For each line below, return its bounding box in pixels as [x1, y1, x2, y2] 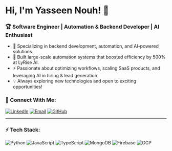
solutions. [12, 49, 34, 55]
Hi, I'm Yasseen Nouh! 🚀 [5, 5, 109, 16]
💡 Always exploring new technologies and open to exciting [12, 78, 137, 84]
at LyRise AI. [12, 59, 39, 66]
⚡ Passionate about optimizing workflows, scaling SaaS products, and [12, 65, 160, 71]
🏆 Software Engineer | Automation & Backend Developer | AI [5, 23, 160, 30]
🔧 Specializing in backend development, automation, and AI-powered [12, 43, 159, 49]
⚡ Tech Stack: [5, 126, 40, 133]
